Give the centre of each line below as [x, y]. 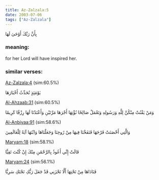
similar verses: [24, 71]
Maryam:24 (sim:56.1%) [30, 162]
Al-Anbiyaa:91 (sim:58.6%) [33, 122]
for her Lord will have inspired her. [41, 58]
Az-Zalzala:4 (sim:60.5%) [32, 83]
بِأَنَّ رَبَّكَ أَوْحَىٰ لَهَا [21, 34]
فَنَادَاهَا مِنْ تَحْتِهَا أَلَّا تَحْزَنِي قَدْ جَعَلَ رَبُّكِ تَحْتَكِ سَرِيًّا [51, 171]
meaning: [17, 47]
